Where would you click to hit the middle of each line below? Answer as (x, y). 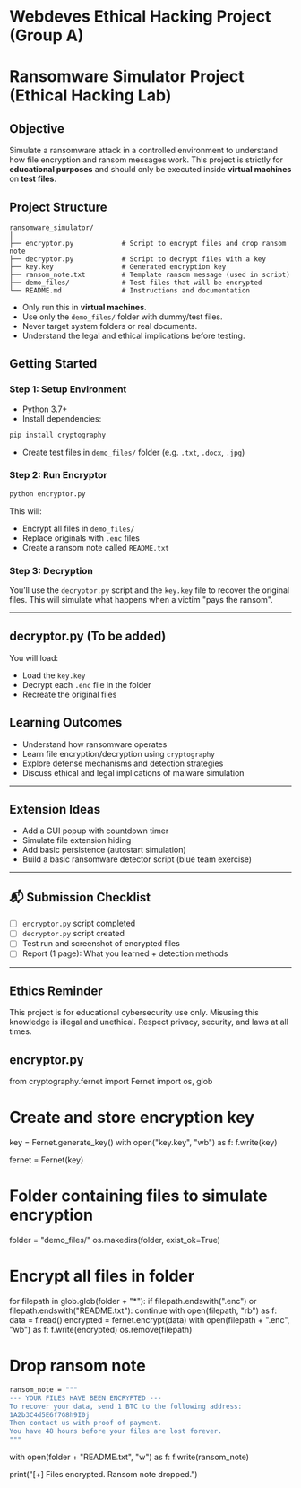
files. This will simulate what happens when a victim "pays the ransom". (141, 600)
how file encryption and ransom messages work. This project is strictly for (146, 160)
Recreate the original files (69, 694)
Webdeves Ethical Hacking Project (140, 17)
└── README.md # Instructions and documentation (130, 291)
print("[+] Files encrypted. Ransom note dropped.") (103, 1475)
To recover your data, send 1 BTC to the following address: (126, 1406)
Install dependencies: (62, 418)
